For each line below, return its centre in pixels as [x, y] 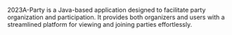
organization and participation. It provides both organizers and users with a [116, 17]
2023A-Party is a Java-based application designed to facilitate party [107, 10]
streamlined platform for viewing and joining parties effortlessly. [100, 24]
